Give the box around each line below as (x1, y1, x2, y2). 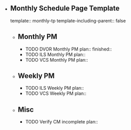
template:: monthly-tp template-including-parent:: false (10, 17, 126, 23)
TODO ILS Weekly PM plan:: (25, 85, 84, 91)
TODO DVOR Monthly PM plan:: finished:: (25, 46, 112, 52)
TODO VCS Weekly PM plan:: (25, 90, 87, 96)
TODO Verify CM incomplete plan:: (25, 119, 98, 125)
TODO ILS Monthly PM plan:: (25, 51, 86, 58)
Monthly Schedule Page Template (10, 4, 120, 13)
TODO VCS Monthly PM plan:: (25, 57, 88, 63)
